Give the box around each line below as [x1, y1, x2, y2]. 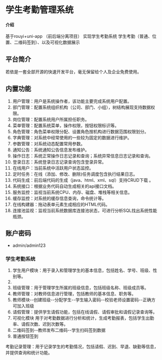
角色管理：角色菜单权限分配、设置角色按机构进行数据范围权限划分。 [12, 129, 149, 135]
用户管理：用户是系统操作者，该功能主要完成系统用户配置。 [12, 98, 132, 104]
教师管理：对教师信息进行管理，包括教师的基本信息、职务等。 [12, 291, 136, 297]
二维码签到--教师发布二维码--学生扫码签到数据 [12, 327, 106, 333]
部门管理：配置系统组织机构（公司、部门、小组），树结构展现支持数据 [12, 104, 151, 110]
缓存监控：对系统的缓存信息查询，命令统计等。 [12, 195, 106, 202]
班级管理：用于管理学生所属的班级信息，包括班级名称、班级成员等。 [12, 285, 149, 291]
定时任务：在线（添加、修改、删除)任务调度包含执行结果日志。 [12, 171, 138, 177]
